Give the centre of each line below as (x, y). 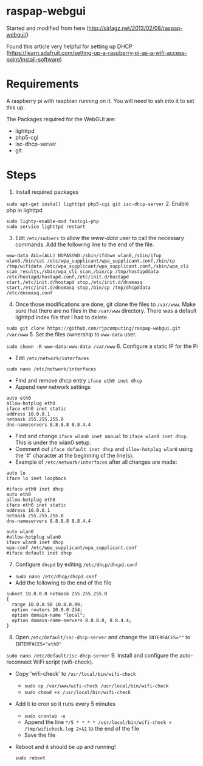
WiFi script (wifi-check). (64, 662)
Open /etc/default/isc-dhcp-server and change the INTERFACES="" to (103, 637)
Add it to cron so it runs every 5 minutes (65, 704)
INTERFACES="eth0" (38, 644)
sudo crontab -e (45, 716)
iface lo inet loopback (36, 478)
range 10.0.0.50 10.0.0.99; (47, 605)
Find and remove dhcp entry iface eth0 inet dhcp (79, 380)
